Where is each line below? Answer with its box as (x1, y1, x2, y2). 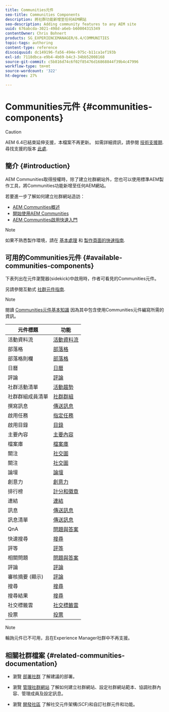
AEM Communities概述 (12, 204, 61, 210)
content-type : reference (5, 45, 58, 50)
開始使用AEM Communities (12, 210, 69, 216)
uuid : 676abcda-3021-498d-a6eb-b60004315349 (5, 26, 100, 31)
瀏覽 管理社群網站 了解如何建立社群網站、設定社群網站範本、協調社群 (12, 684, 157, 690)
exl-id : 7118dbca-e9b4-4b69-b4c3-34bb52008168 (5, 54, 105, 60)
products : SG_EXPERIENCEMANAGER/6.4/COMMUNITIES (5, 36, 109, 41)
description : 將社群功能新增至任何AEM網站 (5, 17, 87, 22)
